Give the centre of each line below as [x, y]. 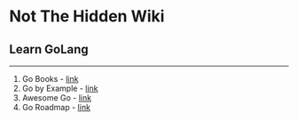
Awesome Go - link [56, 98]
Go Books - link [50, 79]
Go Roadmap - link [56, 107]
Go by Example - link [60, 88]
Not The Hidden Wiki [87, 16]
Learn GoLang [49, 49]
